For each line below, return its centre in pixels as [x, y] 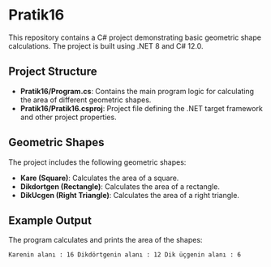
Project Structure [53, 72]
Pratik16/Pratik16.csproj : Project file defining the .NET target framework [142, 108]
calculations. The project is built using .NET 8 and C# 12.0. [106, 45]
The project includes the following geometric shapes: [97, 162]
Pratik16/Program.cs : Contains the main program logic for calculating [137, 91]
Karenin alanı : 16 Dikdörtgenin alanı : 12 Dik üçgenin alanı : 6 [125, 255]
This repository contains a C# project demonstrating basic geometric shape [135, 37]
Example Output [50, 220]
